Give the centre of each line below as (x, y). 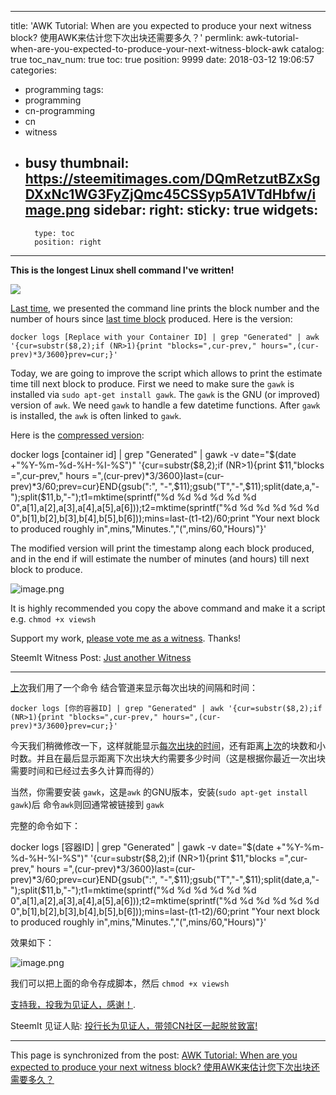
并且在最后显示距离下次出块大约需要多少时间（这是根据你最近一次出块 (181, 758)
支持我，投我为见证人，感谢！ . (73, 1004)
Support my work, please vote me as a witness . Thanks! (126, 638)
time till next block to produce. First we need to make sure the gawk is (152, 383)
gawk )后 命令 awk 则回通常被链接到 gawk (87, 804)
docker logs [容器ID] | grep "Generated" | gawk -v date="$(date (142, 847)
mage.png (57, 210)
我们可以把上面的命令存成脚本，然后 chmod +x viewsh (120, 983)
